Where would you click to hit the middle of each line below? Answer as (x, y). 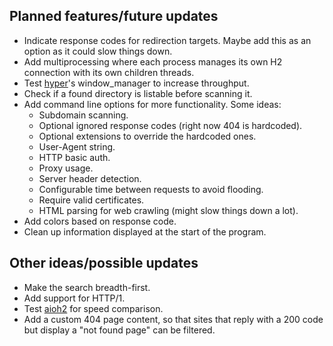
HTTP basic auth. (74, 157)
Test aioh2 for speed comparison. (93, 308)
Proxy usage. (66, 168)
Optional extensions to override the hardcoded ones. (147, 136)
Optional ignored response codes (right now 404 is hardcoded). (170, 125)
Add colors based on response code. (100, 221)
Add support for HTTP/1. (74, 298)
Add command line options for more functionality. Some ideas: (152, 104)
